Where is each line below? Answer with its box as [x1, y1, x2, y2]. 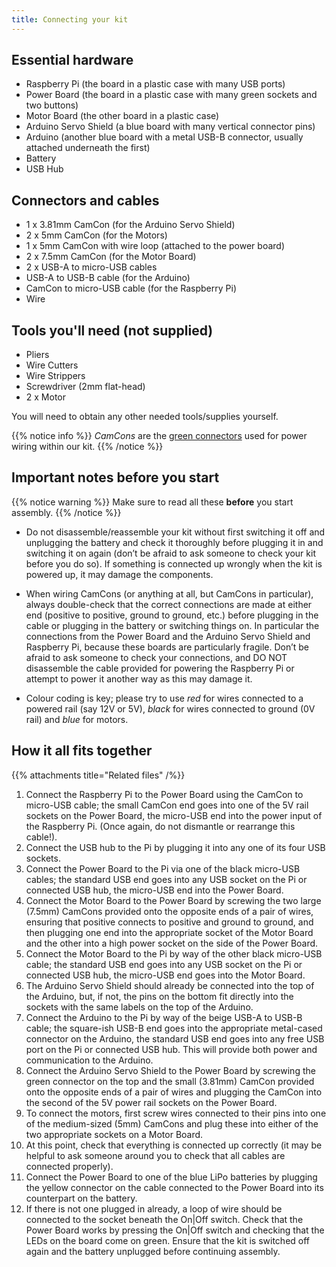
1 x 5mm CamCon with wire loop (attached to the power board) [25, 240, 285, 252]
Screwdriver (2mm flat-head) [25, 381, 146, 393]
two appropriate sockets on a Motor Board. [25, 1128, 204, 1140]
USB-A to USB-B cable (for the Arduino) [25, 272, 191, 284]
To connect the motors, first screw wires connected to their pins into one [25, 1107, 327, 1119]
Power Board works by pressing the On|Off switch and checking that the [25, 1224, 325, 1236]
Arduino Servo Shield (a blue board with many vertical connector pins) [25, 121, 316, 133]
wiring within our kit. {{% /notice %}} [11, 441, 164, 453]
